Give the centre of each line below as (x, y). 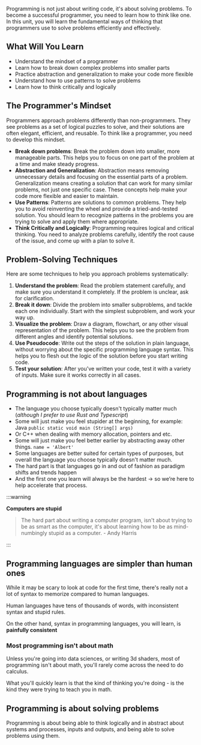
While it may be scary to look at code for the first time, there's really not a (97, 588)
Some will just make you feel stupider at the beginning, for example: (99, 421)
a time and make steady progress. (57, 164)
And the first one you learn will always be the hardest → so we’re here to (104, 479)
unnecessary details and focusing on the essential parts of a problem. (101, 176)
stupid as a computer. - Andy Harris (92, 533)
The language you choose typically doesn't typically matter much (96, 409)
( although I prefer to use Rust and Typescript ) (72, 415)
